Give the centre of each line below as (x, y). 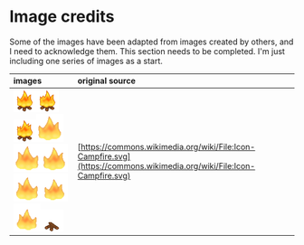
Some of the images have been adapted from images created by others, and (152, 42)
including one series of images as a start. (86, 61)
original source (106, 81)
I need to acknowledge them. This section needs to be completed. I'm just (147, 51)
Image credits (62, 17)
